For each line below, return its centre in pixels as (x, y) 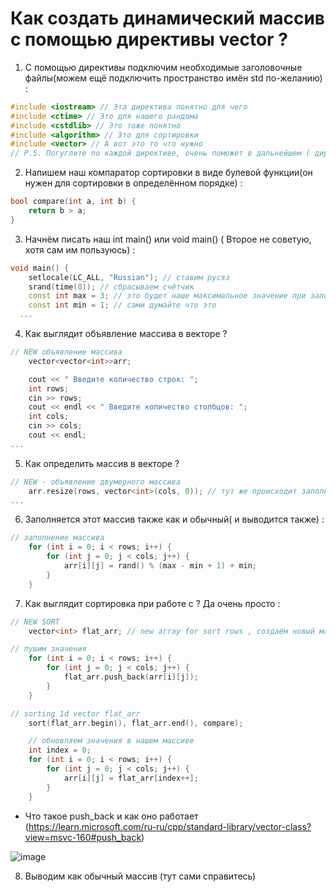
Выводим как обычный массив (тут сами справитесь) (140, 876)
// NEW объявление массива (66, 352)
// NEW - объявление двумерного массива (96, 482)
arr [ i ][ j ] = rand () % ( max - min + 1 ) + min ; (160, 566)
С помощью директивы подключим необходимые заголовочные (163, 67)
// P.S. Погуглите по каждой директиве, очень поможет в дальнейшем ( (160, 153)
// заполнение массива (57, 538)
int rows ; (49, 388)
